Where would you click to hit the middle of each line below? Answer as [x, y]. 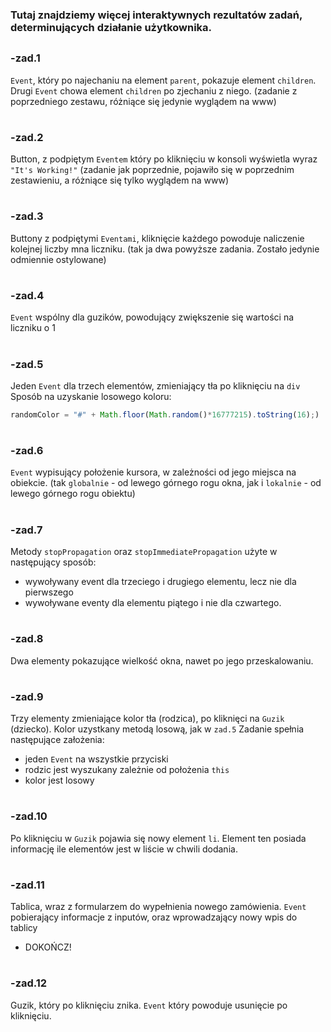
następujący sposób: [53, 562]
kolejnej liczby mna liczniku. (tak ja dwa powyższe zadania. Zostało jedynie [165, 249]
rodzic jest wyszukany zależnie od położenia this [127, 770]
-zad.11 [27, 885]
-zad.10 [29, 816]
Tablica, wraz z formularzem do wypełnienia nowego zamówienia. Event [158, 907]
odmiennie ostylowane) [58, 259]
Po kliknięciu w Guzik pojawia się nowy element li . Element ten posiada [158, 838]
